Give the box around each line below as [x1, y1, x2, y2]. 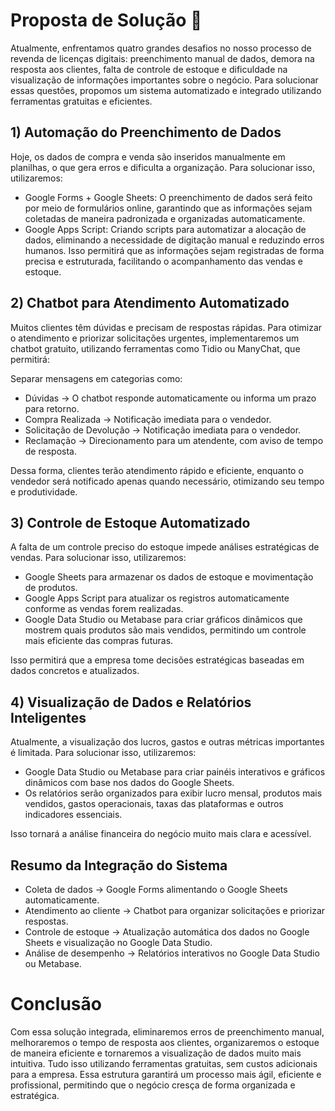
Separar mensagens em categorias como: [10, 372, 183, 384]
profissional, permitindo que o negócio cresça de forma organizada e [10, 1079, 296, 1091]
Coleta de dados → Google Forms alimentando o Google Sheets [24, 884, 288, 895]
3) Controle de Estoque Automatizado [10, 514, 251, 531]
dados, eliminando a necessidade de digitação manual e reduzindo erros [24, 234, 325, 246]
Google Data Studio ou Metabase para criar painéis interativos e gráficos [24, 766, 326, 778]
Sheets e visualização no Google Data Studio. [24, 937, 213, 948]
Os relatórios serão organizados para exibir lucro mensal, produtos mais [24, 787, 323, 799]
